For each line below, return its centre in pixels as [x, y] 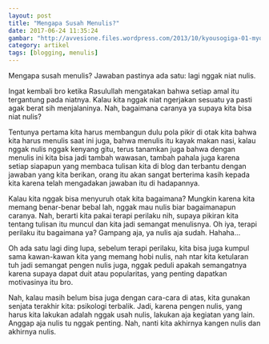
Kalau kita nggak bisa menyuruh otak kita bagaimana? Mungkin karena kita [132, 198]
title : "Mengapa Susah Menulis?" [64, 23]
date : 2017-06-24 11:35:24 [53, 30]
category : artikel [39, 46]
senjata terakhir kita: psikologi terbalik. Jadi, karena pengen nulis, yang [125, 306]
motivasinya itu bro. [41, 282]
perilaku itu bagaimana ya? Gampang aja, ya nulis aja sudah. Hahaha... [124, 232]
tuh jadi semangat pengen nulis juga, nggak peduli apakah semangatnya [127, 265]
